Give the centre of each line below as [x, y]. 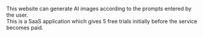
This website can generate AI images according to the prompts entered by [99, 9]
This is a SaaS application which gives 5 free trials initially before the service [102, 21]
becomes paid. [25, 27]
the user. [17, 15]
